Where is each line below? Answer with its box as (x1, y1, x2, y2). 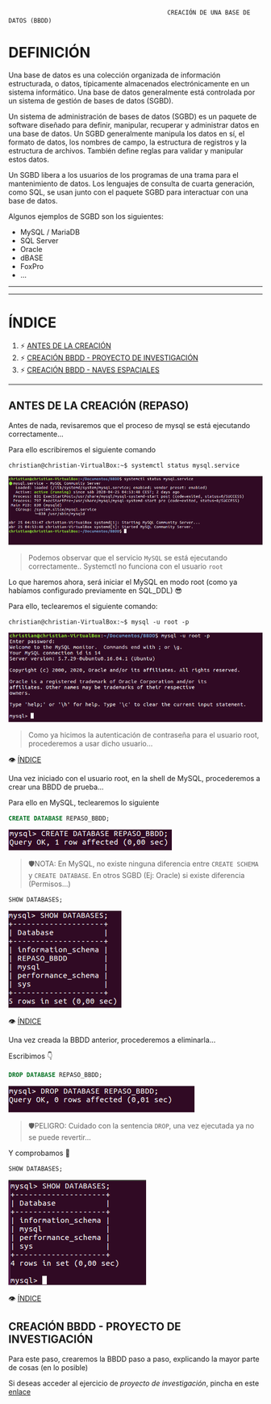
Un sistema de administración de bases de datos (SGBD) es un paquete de (8, 111, 257, 121)
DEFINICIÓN (8, 44, 91, 62)
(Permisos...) (27, 879, 71, 889)
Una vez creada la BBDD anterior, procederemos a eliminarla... (8, 1035, 216, 1045)
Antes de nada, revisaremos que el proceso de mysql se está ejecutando (8, 420, 251, 430)
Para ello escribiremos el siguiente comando (8, 444, 156, 454)
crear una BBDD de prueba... (8, 782, 104, 792)
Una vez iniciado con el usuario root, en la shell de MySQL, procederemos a (8, 774, 261, 784)
